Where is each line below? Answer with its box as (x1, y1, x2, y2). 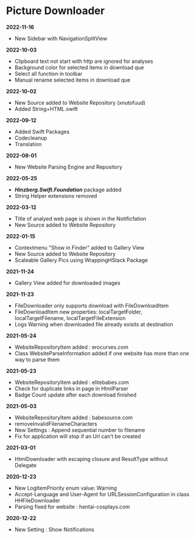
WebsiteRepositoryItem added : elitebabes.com (14, 379, 129, 386)
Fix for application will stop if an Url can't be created (14, 433, 141, 440)
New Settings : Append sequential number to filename (14, 426, 145, 433)
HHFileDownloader (14, 497, 60, 504)
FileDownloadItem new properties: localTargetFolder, (14, 308, 142, 315)
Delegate (14, 461, 37, 469)
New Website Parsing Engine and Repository (14, 163, 123, 170)
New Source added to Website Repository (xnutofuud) (14, 99, 146, 106)
